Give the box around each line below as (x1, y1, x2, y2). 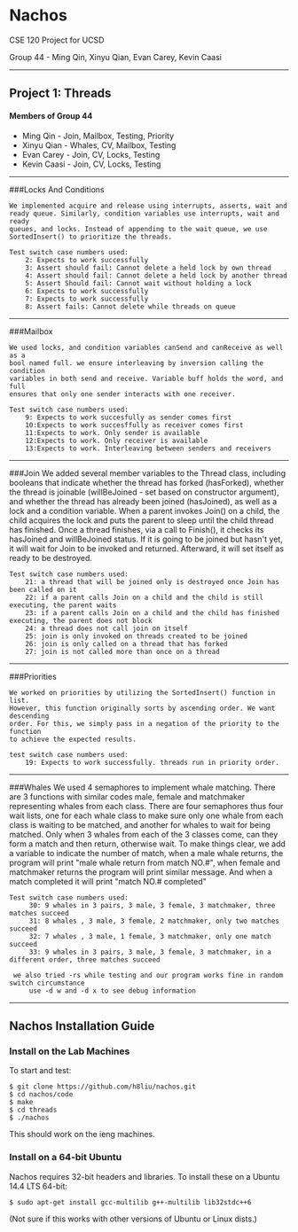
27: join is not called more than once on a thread (25, 647, 220, 656)
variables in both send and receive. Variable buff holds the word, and (9, 374, 284, 383)
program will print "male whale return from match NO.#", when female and (9, 857, 281, 868)
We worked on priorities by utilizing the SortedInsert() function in (9, 688, 276, 697)
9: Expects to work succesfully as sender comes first (25, 413, 232, 422)
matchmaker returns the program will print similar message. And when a (9, 866, 273, 877)
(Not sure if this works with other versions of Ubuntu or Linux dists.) (9, 1213, 257, 1224)
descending (9, 711, 50, 721)
